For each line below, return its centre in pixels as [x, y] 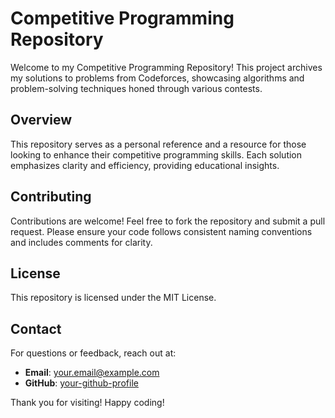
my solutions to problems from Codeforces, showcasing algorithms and [157, 78]
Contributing [51, 197]
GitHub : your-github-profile [81, 383]
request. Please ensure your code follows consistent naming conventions [161, 231]
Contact [36, 328]
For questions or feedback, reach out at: [93, 353]
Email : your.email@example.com [92, 373]
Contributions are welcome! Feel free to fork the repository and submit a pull [168, 221]
